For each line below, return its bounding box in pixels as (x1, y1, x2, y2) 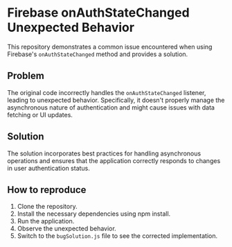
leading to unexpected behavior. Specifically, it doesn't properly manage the (7, 96, 225, 104)
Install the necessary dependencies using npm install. (17, 210, 171, 218)
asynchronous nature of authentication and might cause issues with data (7, 103, 215, 112)
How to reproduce (7, 184, 87, 196)
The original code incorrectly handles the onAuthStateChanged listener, (7, 88, 206, 96)
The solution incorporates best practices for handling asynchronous (7, 149, 202, 157)
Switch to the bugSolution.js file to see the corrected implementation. (17, 232, 218, 240)
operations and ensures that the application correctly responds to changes (7, 156, 221, 164)
